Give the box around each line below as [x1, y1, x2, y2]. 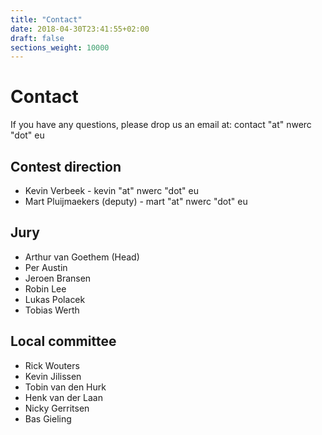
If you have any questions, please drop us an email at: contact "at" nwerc [10, 119, 312, 131]
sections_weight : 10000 [10, 42, 110, 53]
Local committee [10, 333, 117, 350]
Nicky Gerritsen [24, 402, 90, 414]
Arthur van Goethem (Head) [24, 251, 140, 263]
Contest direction [10, 158, 122, 175]
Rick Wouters [24, 359, 80, 371]
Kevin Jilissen [24, 370, 82, 382]
